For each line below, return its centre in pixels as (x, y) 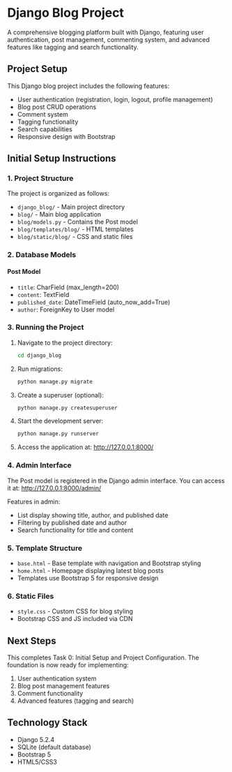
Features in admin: (34, 502)
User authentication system (57, 678)
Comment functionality (50, 694)
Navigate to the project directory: (65, 342)
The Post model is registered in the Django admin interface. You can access (116, 481)
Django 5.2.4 (36, 739)
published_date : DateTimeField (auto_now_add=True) (94, 302)
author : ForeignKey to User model (66, 309)
